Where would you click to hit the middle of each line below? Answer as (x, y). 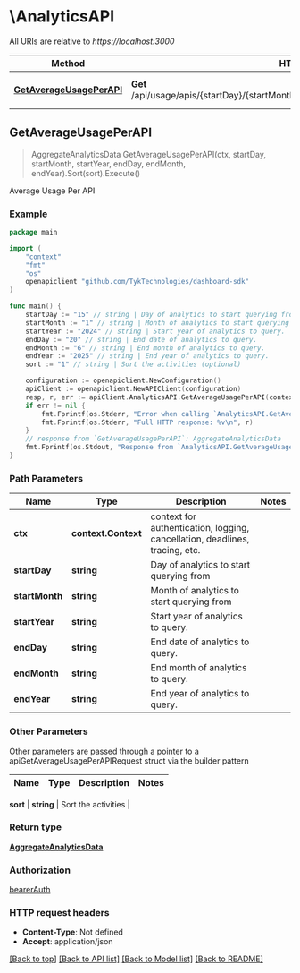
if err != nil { (56, 405)
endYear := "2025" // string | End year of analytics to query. (147, 356)
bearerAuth (30, 890)
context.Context (107, 533)
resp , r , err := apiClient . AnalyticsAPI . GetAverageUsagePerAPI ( (147, 397)
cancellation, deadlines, (200, 539)
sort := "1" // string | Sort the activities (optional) (133, 364)
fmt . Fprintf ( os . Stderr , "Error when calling (125, 414)
